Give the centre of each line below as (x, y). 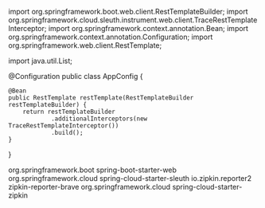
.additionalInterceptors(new (99, 119)
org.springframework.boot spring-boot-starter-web (93, 170)
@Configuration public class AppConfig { (76, 76)
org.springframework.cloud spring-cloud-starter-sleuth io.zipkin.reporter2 (130, 178)
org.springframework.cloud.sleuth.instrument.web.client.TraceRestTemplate (133, 20)
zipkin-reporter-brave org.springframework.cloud (90, 187)
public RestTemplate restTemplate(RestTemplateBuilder (101, 98)
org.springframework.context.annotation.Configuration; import (111, 37)
